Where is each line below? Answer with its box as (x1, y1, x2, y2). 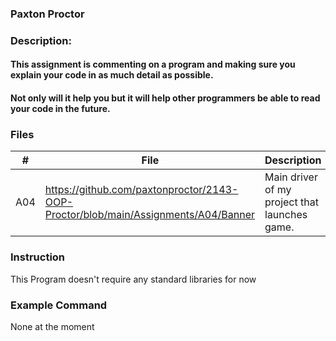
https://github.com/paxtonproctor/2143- (44, 183, 239, 197)
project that (264, 195, 319, 209)
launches (264, 208, 308, 222)
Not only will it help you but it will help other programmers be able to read (10, 92, 321, 104)
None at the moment (10, 320, 95, 332)
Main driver (264, 170, 318, 184)
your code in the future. (10, 103, 111, 115)
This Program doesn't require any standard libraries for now (10, 273, 257, 285)
